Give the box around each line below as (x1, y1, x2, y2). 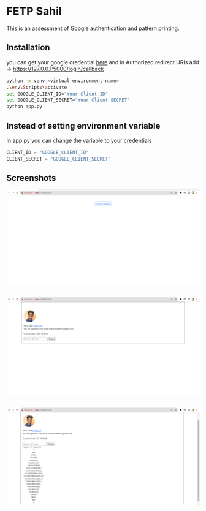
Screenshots (6, 173, 56, 183)
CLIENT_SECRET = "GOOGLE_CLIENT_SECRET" (6, 156, 112, 162)
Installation (6, 42, 50, 53)
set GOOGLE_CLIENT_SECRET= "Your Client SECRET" (6, 97, 131, 104)
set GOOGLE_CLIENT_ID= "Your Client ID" (6, 91, 109, 97)
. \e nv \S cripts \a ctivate (6, 84, 67, 90)
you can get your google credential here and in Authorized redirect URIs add (6, 58, 199, 66)
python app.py (6, 104, 43, 110)
